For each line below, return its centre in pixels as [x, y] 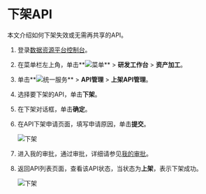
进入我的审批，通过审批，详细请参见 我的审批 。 [84, 154]
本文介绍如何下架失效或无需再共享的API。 [67, 35]
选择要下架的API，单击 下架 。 [59, 94]
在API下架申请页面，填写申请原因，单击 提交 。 [83, 124]
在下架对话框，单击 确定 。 [54, 109]
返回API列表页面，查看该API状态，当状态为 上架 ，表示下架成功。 [110, 168]
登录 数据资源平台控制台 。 [54, 50]
